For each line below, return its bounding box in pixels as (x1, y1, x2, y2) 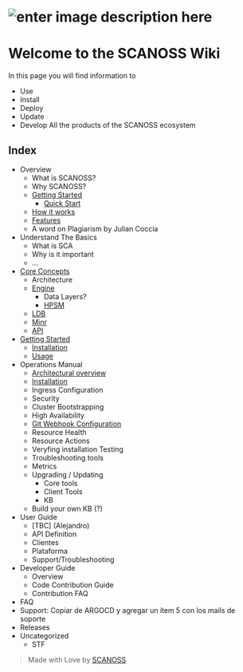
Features (31, 215, 61, 225)
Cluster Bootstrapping (31, 401, 104, 411)
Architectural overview (31, 368, 106, 378)
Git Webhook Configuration (31, 419, 122, 429)
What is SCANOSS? (31, 172, 96, 183)
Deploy (19, 104, 44, 113)
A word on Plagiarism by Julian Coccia (31, 223, 159, 233)
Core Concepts (19, 266, 70, 275)
